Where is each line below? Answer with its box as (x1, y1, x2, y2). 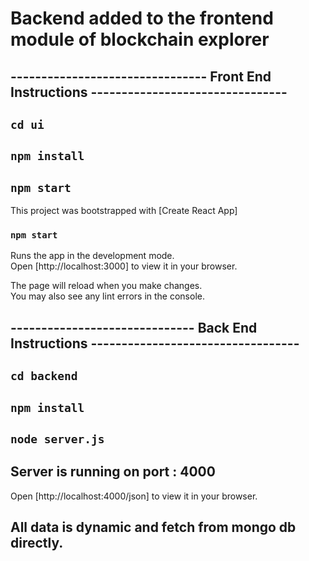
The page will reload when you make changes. (10, 280, 203, 292)
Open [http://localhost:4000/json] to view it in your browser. (10, 490, 258, 502)
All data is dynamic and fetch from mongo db (10, 519, 297, 536)
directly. (10, 535, 64, 552)
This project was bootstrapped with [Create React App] (10, 205, 238, 217)
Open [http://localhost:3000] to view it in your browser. (10, 260, 238, 272)
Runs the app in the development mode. (10, 250, 175, 262)
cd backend (10, 369, 78, 384)
